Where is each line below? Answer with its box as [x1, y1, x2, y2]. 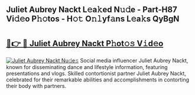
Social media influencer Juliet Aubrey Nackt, [80, 57, 188, 64]
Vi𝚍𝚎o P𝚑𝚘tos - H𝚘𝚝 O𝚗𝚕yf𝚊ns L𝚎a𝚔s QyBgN [6, 14, 180, 24]
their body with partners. [6, 83, 67, 89]
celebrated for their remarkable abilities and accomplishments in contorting [6, 76, 190, 83]
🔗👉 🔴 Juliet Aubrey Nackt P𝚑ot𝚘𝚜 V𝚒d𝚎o [6, 38, 164, 48]
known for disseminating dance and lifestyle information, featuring [6, 64, 168, 70]
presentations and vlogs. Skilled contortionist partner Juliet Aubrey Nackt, [6, 70, 186, 77]
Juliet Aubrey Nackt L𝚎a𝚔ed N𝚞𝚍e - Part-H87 [6, 5, 177, 15]
